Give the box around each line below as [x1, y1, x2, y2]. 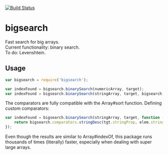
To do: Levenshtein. [5, 49, 46, 55]
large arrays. [5, 144, 31, 150]
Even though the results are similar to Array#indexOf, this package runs [5, 133, 152, 139]
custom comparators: [5, 105, 49, 111]
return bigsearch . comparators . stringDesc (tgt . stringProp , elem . [14, 120, 151, 125]
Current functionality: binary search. [5, 44, 80, 50]
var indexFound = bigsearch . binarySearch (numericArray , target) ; [5, 86, 144, 91]
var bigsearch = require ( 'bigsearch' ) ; [5, 77, 88, 82]
